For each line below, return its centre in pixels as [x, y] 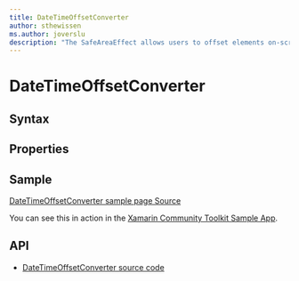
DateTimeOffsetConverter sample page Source [95, 201]
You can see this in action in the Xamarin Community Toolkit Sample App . [144, 218]
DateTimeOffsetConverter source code [93, 267]
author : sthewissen [45, 26]
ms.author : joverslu [48, 34]
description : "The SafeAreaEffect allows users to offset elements [137, 42]
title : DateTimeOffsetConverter [69, 17]
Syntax [29, 119]
